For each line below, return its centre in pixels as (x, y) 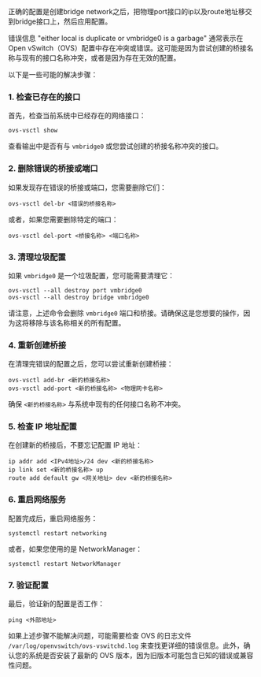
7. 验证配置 (28, 585)
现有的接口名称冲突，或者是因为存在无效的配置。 (101, 58)
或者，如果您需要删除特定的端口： (63, 219)
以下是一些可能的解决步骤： (53, 74)
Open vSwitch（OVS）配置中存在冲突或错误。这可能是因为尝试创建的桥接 (127, 48)
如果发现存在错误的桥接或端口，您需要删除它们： (87, 187)
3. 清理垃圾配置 (37, 257)
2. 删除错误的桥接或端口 (53, 169)
